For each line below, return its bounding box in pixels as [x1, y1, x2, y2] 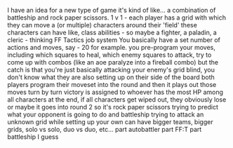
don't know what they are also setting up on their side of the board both [7, 73, 215, 81]
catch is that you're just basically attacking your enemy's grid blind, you [7, 66, 215, 74]
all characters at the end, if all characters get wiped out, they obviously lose [7, 95, 227, 104]
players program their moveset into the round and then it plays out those [7, 81, 217, 88]
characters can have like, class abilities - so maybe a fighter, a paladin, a [7, 28, 218, 36]
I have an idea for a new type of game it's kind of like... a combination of [7, 6, 216, 14]
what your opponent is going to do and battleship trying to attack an [7, 110, 204, 119]
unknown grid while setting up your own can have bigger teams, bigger [7, 118, 213, 126]
